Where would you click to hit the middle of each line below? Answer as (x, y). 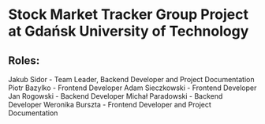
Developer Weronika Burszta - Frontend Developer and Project (110, 105)
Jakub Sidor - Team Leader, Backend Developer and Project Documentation (131, 79)
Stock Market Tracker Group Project (129, 15)
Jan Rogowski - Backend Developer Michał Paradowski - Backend (116, 96)
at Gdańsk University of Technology (129, 31)
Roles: (24, 60)
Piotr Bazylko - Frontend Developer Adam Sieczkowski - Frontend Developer (132, 88)
